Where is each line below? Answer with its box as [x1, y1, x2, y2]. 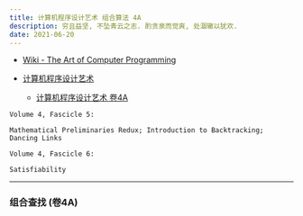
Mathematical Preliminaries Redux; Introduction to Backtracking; [9, 126, 264, 135]
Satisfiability [9, 166, 67, 175]
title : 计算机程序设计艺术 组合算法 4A [9, 13, 142, 22]
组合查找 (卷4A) [9, 196, 78, 209]
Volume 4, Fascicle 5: [9, 110, 95, 120]
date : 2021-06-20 [9, 30, 75, 39]
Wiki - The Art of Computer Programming [22, 55, 177, 66]
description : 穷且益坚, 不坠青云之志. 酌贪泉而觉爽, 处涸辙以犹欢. [9, 22, 238, 31]
